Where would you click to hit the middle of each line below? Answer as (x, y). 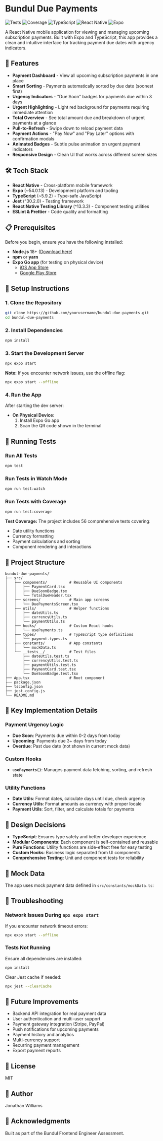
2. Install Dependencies (34, 330)
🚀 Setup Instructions (37, 288)
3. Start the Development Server (45, 353)
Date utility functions (33, 531)
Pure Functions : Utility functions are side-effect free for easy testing (82, 847)
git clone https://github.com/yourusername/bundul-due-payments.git (77, 313)
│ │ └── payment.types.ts (36, 639)
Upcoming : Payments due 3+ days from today (60, 740)
